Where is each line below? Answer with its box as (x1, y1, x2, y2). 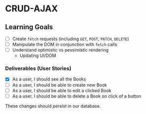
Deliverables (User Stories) (5, 65, 72, 72)
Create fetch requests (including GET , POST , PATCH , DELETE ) (12, 36, 129, 42)
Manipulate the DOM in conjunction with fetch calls (12, 42, 117, 48)
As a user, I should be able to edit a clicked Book (12, 87, 111, 93)
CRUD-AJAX (5, 3, 58, 14)
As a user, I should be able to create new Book (12, 82, 107, 88)
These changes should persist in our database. (5, 103, 101, 109)
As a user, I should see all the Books (12, 76, 86, 82)
